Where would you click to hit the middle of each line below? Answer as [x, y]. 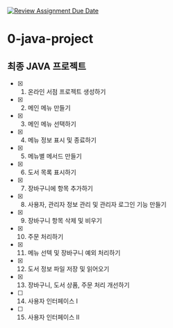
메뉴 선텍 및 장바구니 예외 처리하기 [74, 253]
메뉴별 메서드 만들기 [55, 156]
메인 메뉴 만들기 [49, 108]
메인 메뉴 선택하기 [52, 124]
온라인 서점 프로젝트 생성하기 [67, 92]
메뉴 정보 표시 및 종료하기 [62, 140]
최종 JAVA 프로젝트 [47, 66]
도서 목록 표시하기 [52, 172]
